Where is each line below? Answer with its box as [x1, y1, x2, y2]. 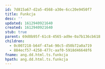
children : [5, 39, 25, 44]
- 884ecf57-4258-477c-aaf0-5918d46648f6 [9, 48, 92, 52]
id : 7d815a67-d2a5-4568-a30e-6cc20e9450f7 [5, 7, 92, 12]
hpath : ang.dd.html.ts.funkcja [5, 57, 68, 62]
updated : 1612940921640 [5, 20, 53, 26]
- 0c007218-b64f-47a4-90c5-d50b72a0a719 [9, 43, 92, 48]
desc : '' [5, 16, 23, 21]
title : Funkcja [5, 12, 36, 17]
